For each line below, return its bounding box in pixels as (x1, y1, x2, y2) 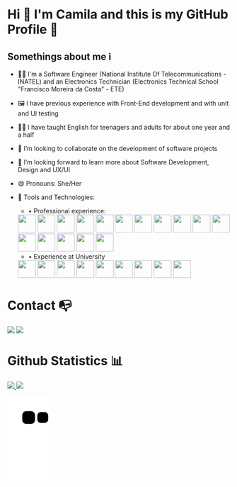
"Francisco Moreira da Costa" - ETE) (17, 85, 125, 93)
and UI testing (17, 109, 59, 118)
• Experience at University (28, 252, 105, 261)
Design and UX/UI (17, 166, 71, 174)
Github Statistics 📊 (7, 353, 124, 369)
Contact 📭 (7, 298, 72, 314)
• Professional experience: (28, 207, 106, 215)
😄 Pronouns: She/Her (17, 179, 82, 187)
